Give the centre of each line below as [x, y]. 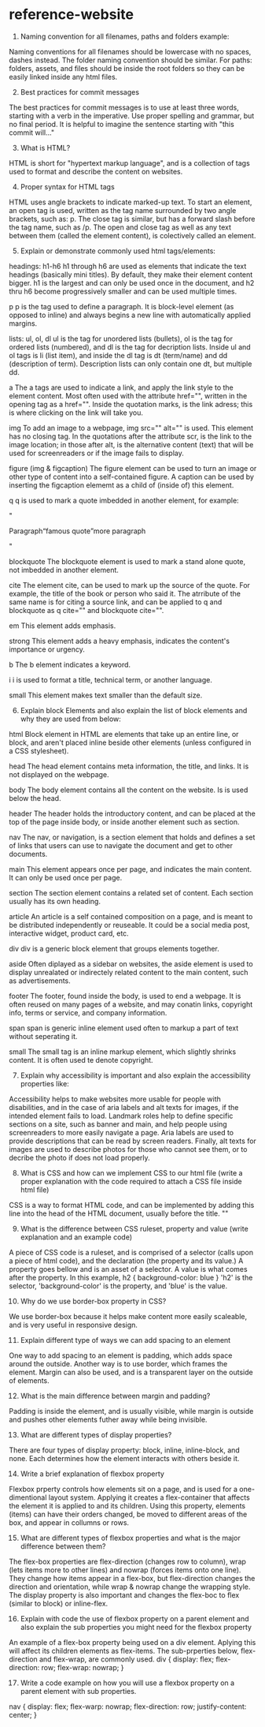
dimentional [28, 1497]
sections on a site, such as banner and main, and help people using [118, 1124]
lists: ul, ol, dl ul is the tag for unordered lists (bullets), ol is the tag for [121, 338]
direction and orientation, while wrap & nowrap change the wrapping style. [130, 1587]
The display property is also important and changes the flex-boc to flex [124, 1594]
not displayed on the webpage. [59, 774]
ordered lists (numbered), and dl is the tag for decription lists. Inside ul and [130, 347]
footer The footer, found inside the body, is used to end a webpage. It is [125, 996]
